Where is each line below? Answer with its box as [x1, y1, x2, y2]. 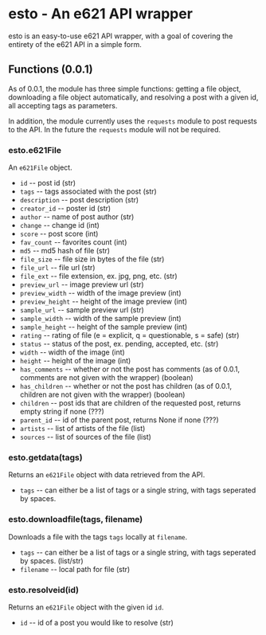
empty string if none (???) [19, 407, 105, 417]
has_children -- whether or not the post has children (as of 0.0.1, [19, 382, 233, 391]
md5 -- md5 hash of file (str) [19, 246, 110, 256]
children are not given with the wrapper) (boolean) [19, 390, 186, 399]
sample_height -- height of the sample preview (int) [19, 322, 188, 331]
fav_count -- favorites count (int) [19, 237, 127, 247]
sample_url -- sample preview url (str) [19, 305, 145, 315]
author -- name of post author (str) [19, 212, 135, 221]
